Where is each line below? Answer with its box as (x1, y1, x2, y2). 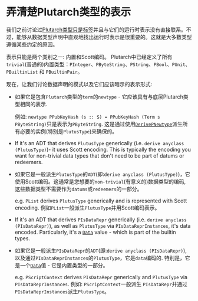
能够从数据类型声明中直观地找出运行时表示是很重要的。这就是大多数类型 (16, 33, 192, 40)
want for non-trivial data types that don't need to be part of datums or (14, 152, 184, 159)
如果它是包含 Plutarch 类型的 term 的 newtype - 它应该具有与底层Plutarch (14, 93, 184, 100)
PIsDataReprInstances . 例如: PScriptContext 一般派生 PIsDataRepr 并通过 (14, 280, 187, 287)
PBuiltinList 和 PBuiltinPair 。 (6, 68, 83, 75)
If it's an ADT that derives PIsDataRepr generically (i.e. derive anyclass (14, 216, 187, 223)
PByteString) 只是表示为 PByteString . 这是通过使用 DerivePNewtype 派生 (14, 120, 183, 127)
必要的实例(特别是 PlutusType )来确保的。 (19, 127, 118, 135)
